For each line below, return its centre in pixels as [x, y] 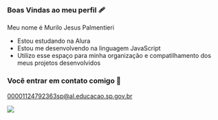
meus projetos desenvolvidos [59, 63]
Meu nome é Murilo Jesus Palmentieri [61, 28]
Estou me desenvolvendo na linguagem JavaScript [89, 48]
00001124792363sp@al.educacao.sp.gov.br [70, 96]
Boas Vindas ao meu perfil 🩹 [56, 10]
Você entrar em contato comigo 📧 [64, 81]
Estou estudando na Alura [54, 41]
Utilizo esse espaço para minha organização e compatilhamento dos [114, 56]
